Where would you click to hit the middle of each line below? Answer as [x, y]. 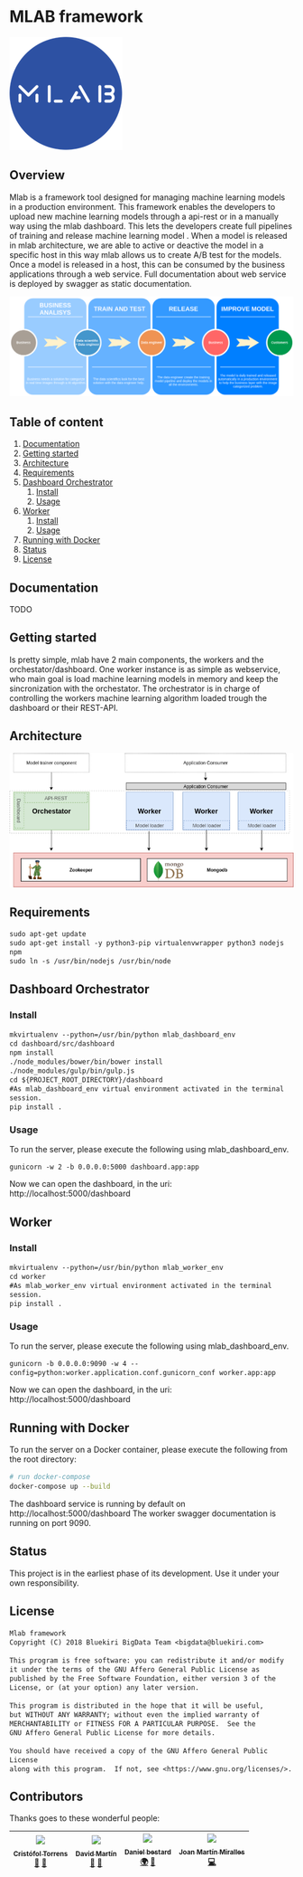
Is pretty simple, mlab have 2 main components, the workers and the [137, 659]
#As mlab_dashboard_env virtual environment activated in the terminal [147, 1089]
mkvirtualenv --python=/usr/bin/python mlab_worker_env [116, 1268]
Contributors [46, 1796]
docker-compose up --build [60, 1487]
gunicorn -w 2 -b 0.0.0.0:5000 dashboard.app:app [105, 1167]
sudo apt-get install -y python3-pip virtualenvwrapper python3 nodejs [147, 943]
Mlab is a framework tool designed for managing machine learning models [147, 197]
